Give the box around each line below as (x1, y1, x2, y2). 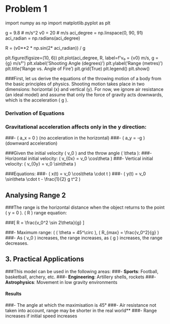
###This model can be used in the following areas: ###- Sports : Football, (5, 268, 159, 274)
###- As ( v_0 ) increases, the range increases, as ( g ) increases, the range (5, 235, 163, 241)
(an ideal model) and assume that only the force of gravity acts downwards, (5, 91, 163, 98)
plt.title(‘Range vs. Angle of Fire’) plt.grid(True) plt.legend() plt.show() (5, 66, 150, 72)
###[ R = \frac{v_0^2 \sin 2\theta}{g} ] (5, 219, 84, 225)
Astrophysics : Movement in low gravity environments (5, 279, 118, 285)
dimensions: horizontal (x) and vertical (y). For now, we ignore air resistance (5, 86, 163, 92)
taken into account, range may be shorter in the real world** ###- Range (5, 307, 157, 313)
